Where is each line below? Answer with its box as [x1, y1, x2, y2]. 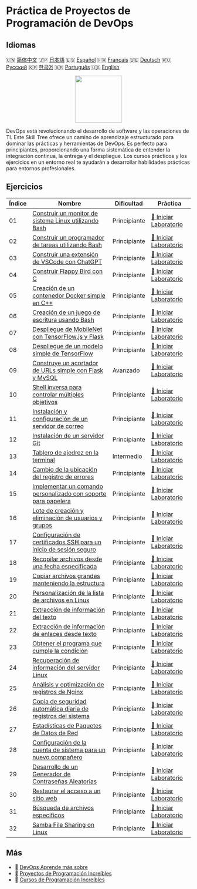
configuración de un [32, 415, 88, 423]
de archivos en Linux [32, 596, 90, 604]
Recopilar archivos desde [32, 555, 103, 563]
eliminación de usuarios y [32, 514, 103, 522]
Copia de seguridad [32, 697, 87, 705]
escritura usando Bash [32, 315, 95, 324]
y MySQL [32, 373, 58, 382]
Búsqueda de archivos [32, 803, 94, 811]
